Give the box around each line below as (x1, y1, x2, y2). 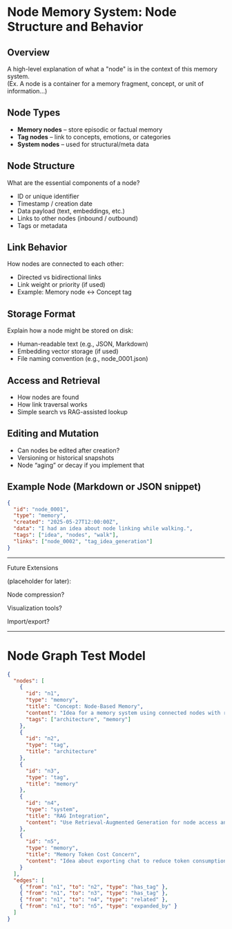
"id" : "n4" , (25, 799, 60, 807)
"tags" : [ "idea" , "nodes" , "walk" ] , (13, 531, 119, 539)
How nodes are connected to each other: (7, 260, 124, 268)
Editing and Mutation (7, 427, 99, 440)
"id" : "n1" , (25, 690, 60, 697)
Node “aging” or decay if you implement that (17, 461, 145, 469)
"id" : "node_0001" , (13, 506, 70, 513)
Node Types (7, 107, 61, 118)
